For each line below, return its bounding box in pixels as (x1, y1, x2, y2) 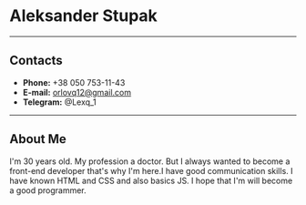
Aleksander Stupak (9, 5, 158, 26)
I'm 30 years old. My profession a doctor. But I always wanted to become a (9, 156, 291, 167)
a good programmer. (9, 184, 87, 196)
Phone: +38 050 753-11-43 (22, 77, 126, 87)
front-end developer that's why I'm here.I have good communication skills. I (9, 165, 293, 176)
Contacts (9, 53, 64, 68)
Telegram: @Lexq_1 (22, 97, 97, 108)
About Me (9, 131, 66, 147)
